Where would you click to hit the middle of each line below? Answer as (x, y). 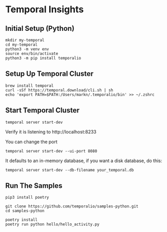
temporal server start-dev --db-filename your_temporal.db (70, 170)
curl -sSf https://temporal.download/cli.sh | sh (59, 90)
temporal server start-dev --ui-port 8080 (51, 151)
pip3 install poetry (27, 198)
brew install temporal (29, 86)
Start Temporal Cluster (43, 111)
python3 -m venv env (27, 49)
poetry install (22, 220)
